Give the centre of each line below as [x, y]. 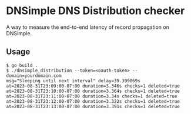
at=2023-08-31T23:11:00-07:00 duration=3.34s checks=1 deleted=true [92, 96]
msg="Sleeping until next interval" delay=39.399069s [73, 81]
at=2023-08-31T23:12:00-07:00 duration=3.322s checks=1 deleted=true [93, 101]
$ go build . [22, 65]
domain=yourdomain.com [34, 76]
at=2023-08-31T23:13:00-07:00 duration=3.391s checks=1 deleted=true [93, 106]
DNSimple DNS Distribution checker [95, 11]
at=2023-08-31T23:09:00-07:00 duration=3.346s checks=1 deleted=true [93, 86]
